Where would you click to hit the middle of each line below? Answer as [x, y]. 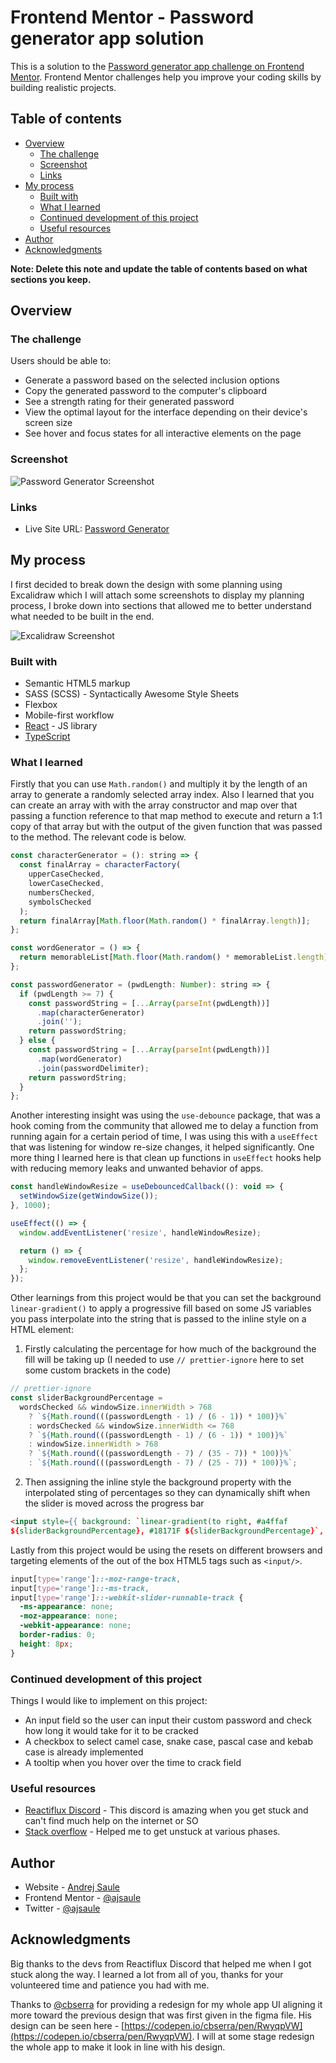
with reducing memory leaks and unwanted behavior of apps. [137, 1168]
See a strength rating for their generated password [129, 402]
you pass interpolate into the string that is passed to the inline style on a [158, 1319]
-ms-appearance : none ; [66, 1607]
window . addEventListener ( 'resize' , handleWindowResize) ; [140, 1232]
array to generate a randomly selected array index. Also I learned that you [162, 795]
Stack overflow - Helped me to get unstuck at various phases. [152, 1832]
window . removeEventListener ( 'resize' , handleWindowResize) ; [156, 1260]
